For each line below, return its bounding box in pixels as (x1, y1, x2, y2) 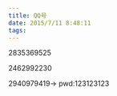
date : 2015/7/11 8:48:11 (8, 19, 91, 27)
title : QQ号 (8, 11, 47, 20)
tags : (8, 26, 26, 34)
